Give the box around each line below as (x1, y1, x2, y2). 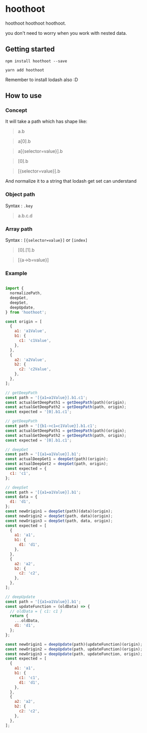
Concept (5, 107, 27, 114)
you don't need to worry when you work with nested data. (5, 30, 128, 36)
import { (5, 286, 24, 291)
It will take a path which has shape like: (5, 119, 88, 125)
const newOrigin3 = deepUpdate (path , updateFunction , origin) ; (5, 651, 143, 657)
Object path (5, 191, 35, 198)
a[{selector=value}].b (17, 148, 63, 155)
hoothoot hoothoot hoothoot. (5, 20, 66, 26)
